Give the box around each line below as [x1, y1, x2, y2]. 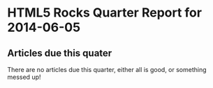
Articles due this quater [7, 47, 112, 59]
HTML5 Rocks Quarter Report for [7, 5, 203, 21]
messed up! [7, 73, 41, 81]
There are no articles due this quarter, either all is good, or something [7, 66, 207, 73]
